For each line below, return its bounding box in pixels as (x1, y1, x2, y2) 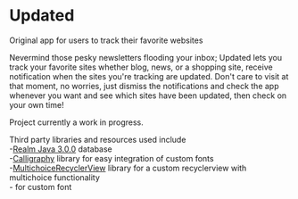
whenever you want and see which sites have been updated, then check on (9, 90, 287, 101)
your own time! (9, 99, 64, 110)
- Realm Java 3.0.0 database (9, 144, 113, 154)
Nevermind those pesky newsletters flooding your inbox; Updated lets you (9, 52, 283, 62)
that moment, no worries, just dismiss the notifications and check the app (9, 80, 279, 91)
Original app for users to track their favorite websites (9, 35, 203, 46)
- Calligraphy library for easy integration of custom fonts (9, 153, 214, 163)
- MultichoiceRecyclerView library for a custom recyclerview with (9, 162, 247, 173)
